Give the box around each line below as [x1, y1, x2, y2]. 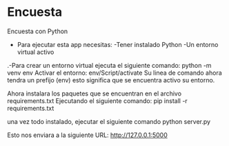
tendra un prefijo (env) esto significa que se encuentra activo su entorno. [7, 75, 215, 84]
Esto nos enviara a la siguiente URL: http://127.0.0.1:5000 [7, 131, 168, 139]
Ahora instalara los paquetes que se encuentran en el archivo [7, 89, 181, 98]
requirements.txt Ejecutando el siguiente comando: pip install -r [7, 96, 188, 104]
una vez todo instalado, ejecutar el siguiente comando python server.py [7, 117, 211, 125]
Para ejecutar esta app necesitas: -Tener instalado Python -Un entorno [17, 40, 219, 48]
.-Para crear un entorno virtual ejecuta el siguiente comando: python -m [7, 61, 212, 69]
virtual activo [17, 48, 54, 56]
